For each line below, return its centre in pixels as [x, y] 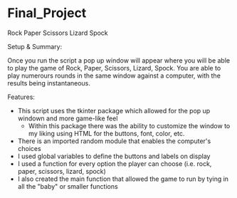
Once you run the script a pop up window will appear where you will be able [118, 60]
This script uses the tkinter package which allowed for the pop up [114, 110]
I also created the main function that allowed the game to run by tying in [123, 179]
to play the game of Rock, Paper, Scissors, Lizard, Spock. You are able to [114, 68]
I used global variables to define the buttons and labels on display [114, 156]
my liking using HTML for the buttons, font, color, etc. [106, 133]
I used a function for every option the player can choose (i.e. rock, [115, 163]
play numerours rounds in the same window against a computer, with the [114, 75]
